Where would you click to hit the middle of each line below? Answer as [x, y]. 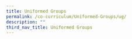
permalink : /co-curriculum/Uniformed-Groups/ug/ [66, 17]
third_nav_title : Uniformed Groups [49, 27]
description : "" [26, 22]
